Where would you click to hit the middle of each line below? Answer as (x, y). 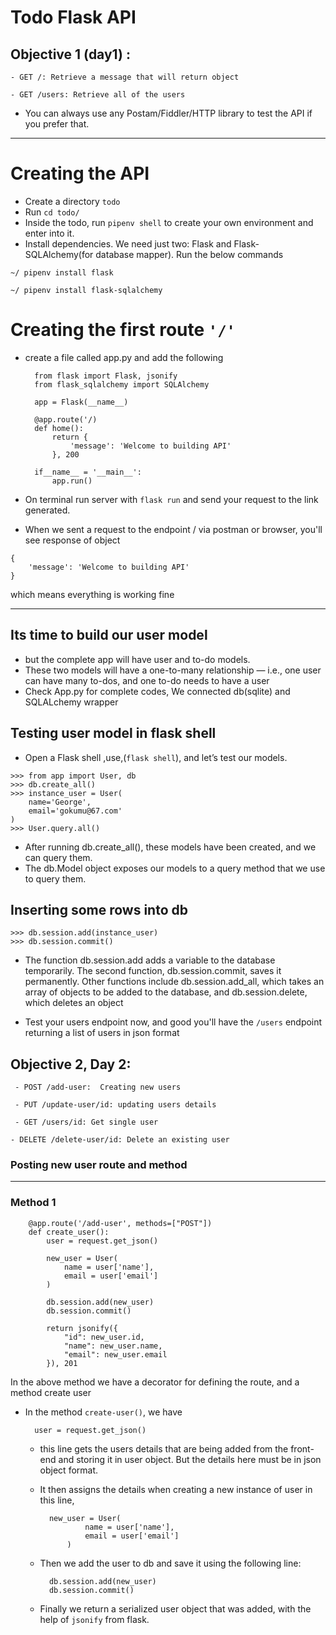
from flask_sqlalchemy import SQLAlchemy (122, 384)
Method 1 (33, 1203)
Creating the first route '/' (123, 330)
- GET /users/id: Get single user (86, 1122)
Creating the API (80, 173)
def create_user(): (69, 1232)
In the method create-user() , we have (103, 1412)
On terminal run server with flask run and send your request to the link (171, 499)
